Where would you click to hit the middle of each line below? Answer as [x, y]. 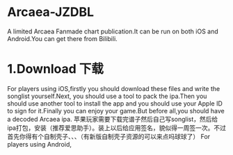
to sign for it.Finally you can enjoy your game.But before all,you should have [116, 111]
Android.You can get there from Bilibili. [63, 38]
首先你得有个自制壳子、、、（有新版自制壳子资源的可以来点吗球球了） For [109, 136]
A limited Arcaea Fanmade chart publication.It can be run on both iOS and [113, 31]
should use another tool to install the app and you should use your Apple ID [115, 103]
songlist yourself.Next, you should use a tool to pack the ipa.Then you [107, 96]
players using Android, [39, 144]
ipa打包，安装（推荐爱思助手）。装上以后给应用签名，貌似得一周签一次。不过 [116, 128]
